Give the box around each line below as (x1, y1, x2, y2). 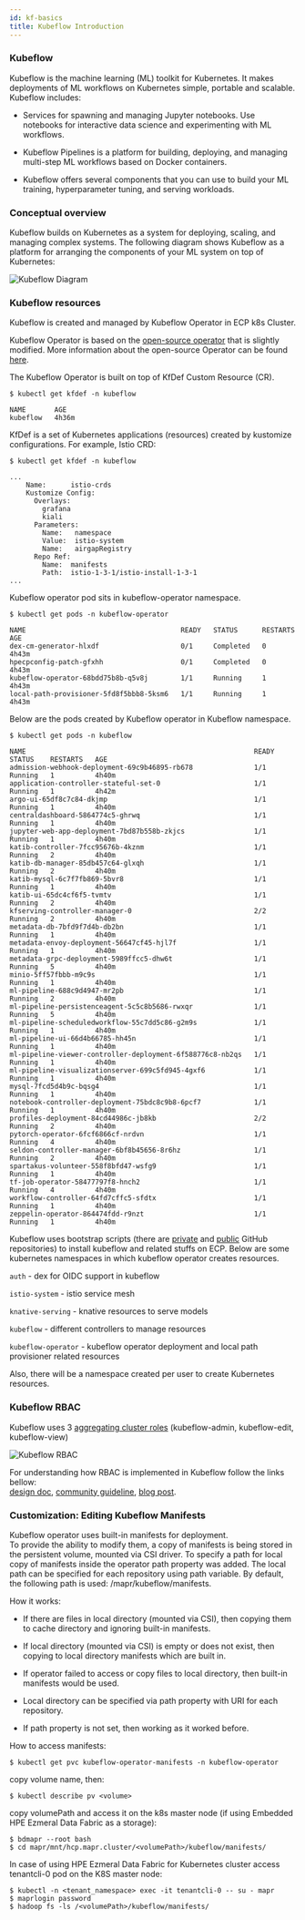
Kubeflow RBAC (9, 1401, 82, 1413)
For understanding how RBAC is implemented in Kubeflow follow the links (9, 1466, 285, 1477)
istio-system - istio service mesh (9, 1289, 135, 1299)
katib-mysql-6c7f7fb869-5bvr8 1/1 (9, 875, 267, 884)
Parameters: (33, 520, 79, 529)
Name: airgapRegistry (42, 544, 132, 554)
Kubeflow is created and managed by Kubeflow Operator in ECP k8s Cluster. (9, 317, 297, 328)
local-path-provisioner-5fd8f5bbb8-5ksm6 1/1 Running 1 (9, 690, 267, 699)
